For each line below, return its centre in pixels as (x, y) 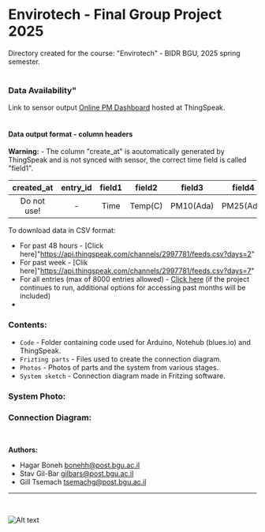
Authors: (23, 450)
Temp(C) (146, 206)
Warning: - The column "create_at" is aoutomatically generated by (116, 152)
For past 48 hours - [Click (62, 245)
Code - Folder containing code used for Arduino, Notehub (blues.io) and (135, 342)
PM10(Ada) (192, 206)
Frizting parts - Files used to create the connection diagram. (121, 359)
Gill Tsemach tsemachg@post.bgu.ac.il (83, 481)
